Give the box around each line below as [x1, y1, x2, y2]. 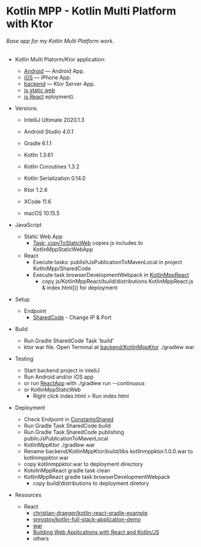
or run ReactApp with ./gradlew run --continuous [23, 380, 145, 387]
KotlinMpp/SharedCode [32, 265, 91, 272]
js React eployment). [23, 93, 75, 100]
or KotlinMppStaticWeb [23, 386, 81, 394]
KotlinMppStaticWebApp [32, 246, 93, 253]
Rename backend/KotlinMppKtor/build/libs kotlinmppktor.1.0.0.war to [23, 448, 193, 455]
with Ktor [6, 17, 53, 31]
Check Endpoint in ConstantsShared [23, 416, 114, 423]
